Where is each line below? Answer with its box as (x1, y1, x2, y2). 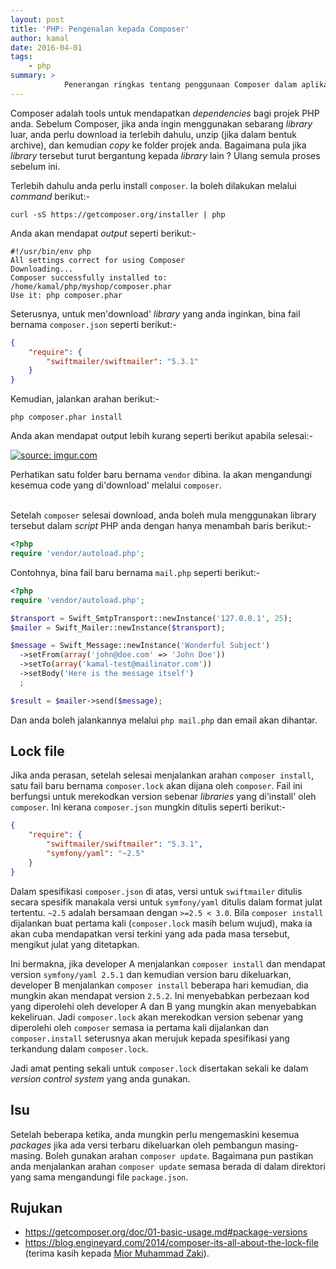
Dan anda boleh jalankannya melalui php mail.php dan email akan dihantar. (10, 714, 318, 726)
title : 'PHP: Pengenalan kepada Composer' (10, 24, 190, 34)
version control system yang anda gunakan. (10, 1072, 191, 1085)
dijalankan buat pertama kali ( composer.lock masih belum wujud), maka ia (10, 917, 313, 929)
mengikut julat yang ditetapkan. (10, 938, 140, 950)
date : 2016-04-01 (10, 42, 83, 53)
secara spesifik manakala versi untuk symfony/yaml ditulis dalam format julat (10, 896, 323, 908)
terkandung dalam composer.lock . (10, 1042, 149, 1055)
